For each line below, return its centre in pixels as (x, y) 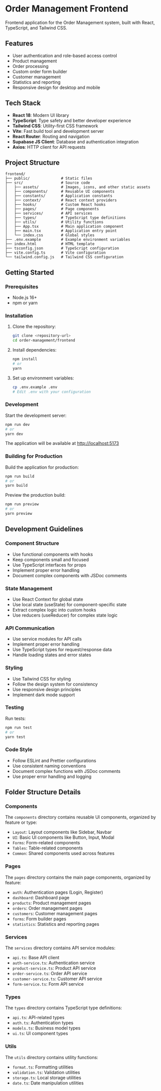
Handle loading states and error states (52, 655)
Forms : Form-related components (46, 843)
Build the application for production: (42, 467)
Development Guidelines (44, 529)
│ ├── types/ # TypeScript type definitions (66, 218)
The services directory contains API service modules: (60, 948)
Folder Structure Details (43, 792)
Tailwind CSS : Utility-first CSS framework (55, 126)
